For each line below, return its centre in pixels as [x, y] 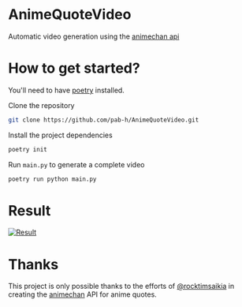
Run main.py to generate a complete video [76, 164]
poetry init [28, 149]
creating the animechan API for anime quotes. [83, 294]
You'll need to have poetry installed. [66, 90]
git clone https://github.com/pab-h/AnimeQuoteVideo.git [104, 120]
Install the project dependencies [60, 135]
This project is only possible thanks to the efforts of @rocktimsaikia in [121, 286]
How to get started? [74, 68]
